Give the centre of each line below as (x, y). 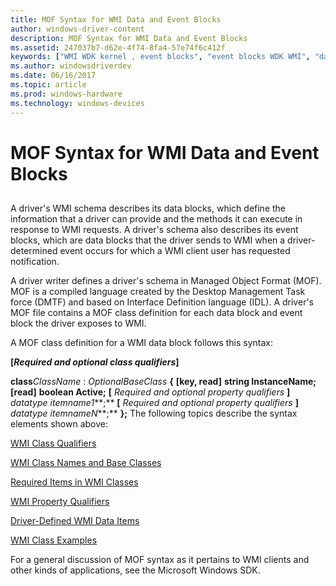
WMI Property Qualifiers (60, 502)
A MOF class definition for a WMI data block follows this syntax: (141, 343)
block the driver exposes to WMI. (78, 323)
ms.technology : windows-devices (77, 103)
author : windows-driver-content (77, 29)
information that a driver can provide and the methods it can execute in (156, 219)
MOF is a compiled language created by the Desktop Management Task (158, 292)
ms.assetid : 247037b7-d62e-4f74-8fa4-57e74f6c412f (118, 47)
